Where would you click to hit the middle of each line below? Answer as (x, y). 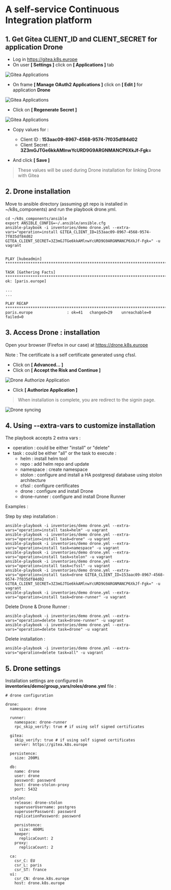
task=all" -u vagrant (80, 653)
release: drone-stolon (38, 803)
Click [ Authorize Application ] (45, 390)
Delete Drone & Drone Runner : (38, 607)
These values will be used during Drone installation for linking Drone (89, 170)
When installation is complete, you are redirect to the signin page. (87, 400)
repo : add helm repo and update (55, 464)
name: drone (27, 772)
